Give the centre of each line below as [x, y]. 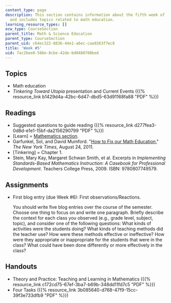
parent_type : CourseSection [35, 39]
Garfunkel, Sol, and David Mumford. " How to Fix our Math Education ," [86, 142]
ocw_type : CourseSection [32, 29]
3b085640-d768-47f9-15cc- [108, 290]
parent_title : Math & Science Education [49, 34]
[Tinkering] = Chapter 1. [37, 153]
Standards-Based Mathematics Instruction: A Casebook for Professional [89, 163]
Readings [21, 113]
